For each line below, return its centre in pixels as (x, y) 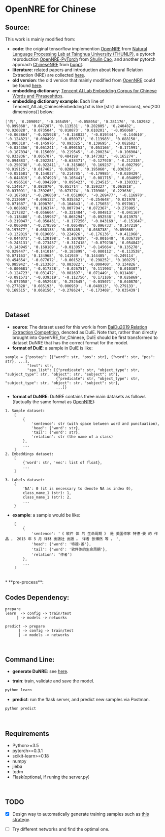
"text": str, (40, 366)
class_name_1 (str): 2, (47, 497)
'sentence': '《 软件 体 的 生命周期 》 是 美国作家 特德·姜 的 (92, 534)
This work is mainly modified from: (40, 39)
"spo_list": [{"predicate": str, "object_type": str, (83, 370)
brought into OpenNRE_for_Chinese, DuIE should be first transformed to (85, 337)
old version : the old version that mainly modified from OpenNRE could (83, 80)
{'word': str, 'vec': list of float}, (63, 462)
